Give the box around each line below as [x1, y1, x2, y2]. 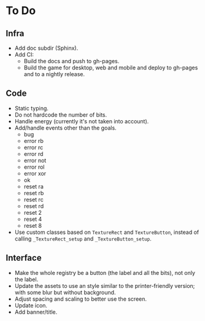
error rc [23, 144, 44, 151]
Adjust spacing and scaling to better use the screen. [14, 295, 147, 303]
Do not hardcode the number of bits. [14, 111, 107, 118]
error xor [23, 169, 47, 177]
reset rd [23, 202, 44, 209]
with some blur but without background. [14, 288, 116, 296]
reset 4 [23, 215, 42, 223]
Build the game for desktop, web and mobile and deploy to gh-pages [23, 64, 198, 71]
